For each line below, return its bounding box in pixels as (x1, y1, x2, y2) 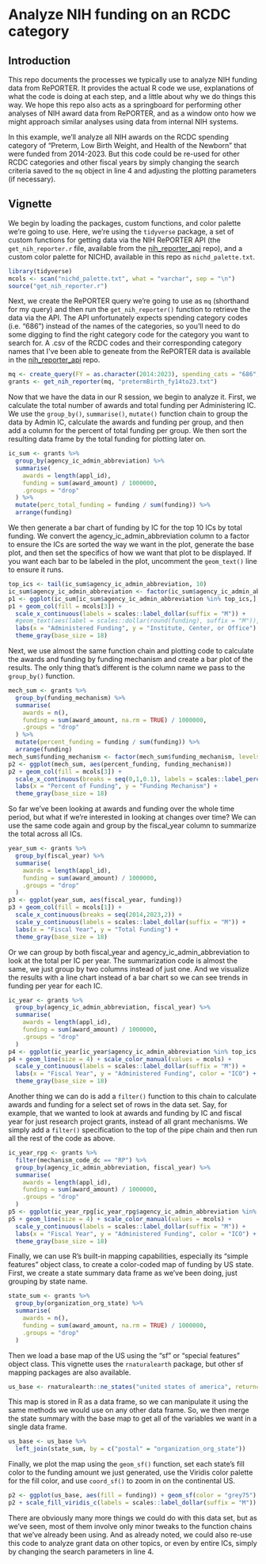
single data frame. (8, 1422, 67, 1432)
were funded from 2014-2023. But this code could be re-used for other (8, 149, 240, 158)
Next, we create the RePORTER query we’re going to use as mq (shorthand (8, 296, 249, 306)
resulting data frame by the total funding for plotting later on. (8, 434, 206, 444)
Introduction (8, 54, 71, 67)
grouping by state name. (8, 1277, 89, 1286)
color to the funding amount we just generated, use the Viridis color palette (8, 1467, 253, 1478)
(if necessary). (8, 174, 56, 184)
